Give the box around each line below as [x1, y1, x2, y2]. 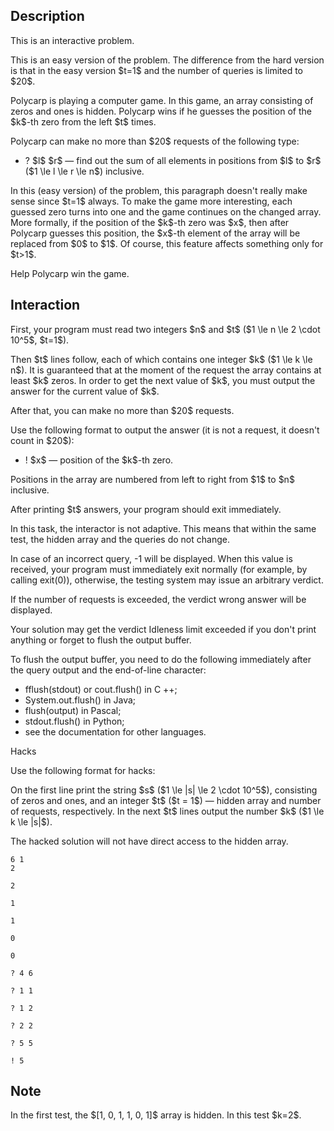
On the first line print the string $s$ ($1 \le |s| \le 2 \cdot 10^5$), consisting [10, 784, 318, 796]
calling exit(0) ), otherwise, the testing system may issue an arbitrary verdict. [10, 574, 324, 586]
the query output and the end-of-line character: [10, 664, 207, 676]
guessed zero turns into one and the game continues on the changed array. [10, 205, 322, 218]
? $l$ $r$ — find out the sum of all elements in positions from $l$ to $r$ [24, 154, 322, 166]
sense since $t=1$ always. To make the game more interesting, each [10, 195, 293, 207]
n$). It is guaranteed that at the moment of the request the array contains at [10, 364, 322, 376]
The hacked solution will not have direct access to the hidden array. [10, 835, 289, 847]
